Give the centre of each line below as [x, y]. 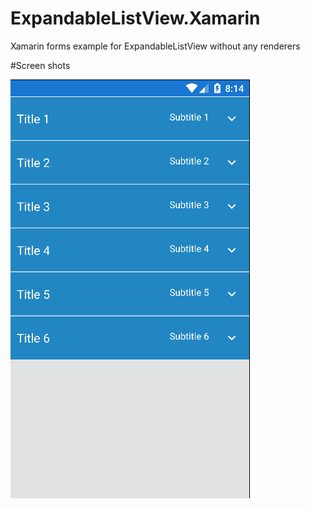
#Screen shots [40, 65]
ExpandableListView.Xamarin [135, 18]
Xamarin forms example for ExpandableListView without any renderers [155, 46]
